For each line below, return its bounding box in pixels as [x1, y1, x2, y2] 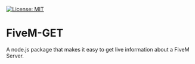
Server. [6, 52, 24, 59]
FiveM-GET [6, 27, 64, 40]
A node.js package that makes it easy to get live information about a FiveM [6, 46, 190, 53]
